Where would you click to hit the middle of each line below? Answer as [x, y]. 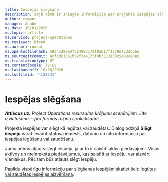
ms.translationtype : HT [30, 61]
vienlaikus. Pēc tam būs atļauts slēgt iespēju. [51, 159]
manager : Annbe [21, 24]
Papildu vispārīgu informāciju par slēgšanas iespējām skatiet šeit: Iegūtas [81, 169]
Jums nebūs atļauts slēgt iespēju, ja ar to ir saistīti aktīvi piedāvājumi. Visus [82, 148]
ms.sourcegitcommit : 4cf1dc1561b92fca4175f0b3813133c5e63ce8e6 [72, 56]
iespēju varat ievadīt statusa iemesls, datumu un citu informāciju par [76, 133]
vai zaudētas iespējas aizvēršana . [40, 174]
